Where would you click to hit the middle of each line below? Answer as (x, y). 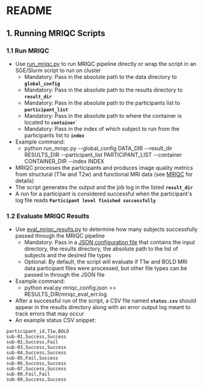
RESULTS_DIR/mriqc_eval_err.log (65, 295)
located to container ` (51, 122)
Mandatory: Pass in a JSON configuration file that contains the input (110, 243)
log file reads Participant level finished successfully (86, 200)
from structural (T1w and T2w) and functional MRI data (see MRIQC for (104, 174)
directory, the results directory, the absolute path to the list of (101, 249)
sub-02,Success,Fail (33, 342)
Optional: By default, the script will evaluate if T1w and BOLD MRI (106, 262)
